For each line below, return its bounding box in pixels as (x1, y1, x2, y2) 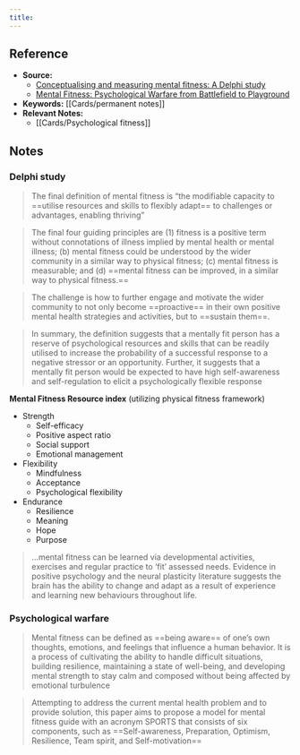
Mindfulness (35, 468, 82, 479)
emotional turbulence (30, 680, 110, 691)
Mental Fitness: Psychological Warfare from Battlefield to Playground (35, 89, 290, 99)
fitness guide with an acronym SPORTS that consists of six (30, 716, 248, 727)
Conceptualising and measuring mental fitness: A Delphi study (35, 80, 266, 90)
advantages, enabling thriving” (30, 210, 145, 220)
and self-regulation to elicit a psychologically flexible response (30, 376, 262, 387)
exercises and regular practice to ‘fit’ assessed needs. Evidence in (30, 562, 276, 572)
